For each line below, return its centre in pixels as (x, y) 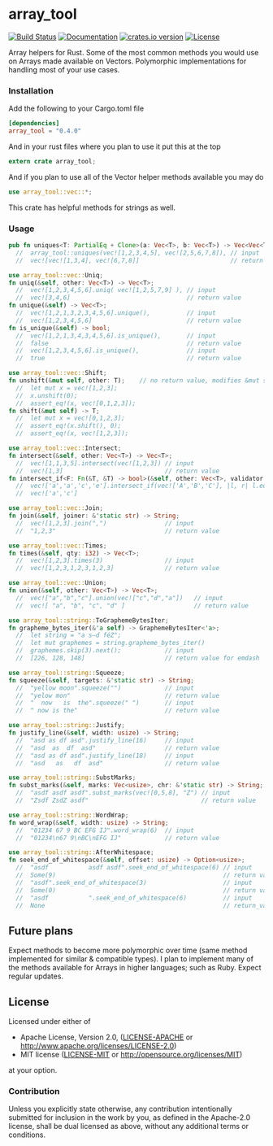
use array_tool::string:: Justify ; (67, 726)
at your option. (33, 1070)
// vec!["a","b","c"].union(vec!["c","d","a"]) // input (119, 598)
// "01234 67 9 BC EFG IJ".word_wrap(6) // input (105, 830)
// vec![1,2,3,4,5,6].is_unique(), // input (116, 351)
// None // (123, 905)
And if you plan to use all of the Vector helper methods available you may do (136, 176)
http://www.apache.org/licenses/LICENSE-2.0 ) (98, 1046)
